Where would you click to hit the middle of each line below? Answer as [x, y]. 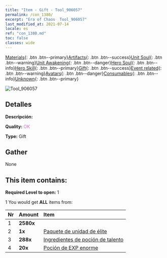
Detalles [18, 104]
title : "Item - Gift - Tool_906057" [44, 10]
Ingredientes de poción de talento [83, 240]
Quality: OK [18, 126]
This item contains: [36, 180]
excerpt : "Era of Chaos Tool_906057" [46, 19]
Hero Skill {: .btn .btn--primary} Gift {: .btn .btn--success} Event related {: [88, 68]
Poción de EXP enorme [71, 248]
